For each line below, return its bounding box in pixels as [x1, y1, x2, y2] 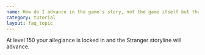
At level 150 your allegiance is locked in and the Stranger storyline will [6, 37, 182, 44]
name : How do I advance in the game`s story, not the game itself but [6, 8, 190, 15]
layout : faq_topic [6, 20, 53, 26]
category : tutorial [6, 15, 56, 21]
